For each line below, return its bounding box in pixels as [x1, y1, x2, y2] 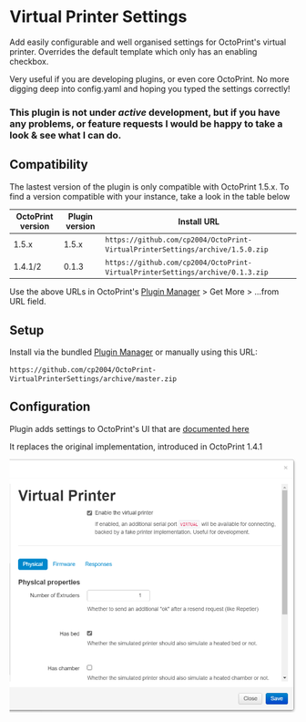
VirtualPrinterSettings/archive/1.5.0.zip [104, 245, 269, 254]
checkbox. [9, 56, 49, 67]
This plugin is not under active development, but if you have [9, 106, 280, 119]
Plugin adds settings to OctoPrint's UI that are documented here [9, 423, 250, 434]
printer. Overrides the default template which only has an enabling [9, 46, 258, 57]
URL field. [9, 296, 47, 307]
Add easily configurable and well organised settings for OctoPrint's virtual [9, 36, 287, 47]
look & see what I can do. [9, 129, 122, 141]
